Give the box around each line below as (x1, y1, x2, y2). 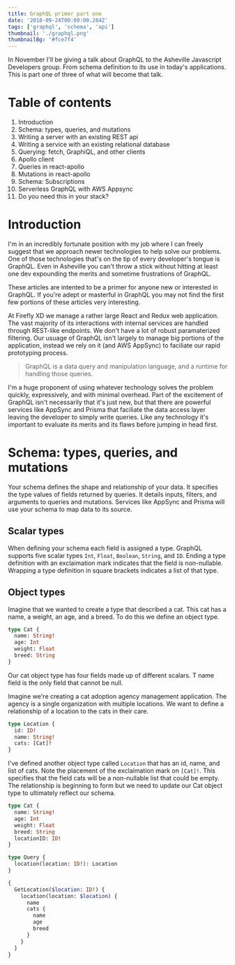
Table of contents (8, 95, 112, 110)
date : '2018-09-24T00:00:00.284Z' (8, 17, 109, 24)
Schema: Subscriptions (17, 178, 85, 186)
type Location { (8, 720, 55, 727)
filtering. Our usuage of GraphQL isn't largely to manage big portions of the (8, 334, 224, 342)
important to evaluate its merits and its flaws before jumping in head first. (8, 420, 218, 429)
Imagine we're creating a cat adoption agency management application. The (8, 692, 227, 700)
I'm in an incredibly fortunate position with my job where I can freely (8, 240, 204, 248)
